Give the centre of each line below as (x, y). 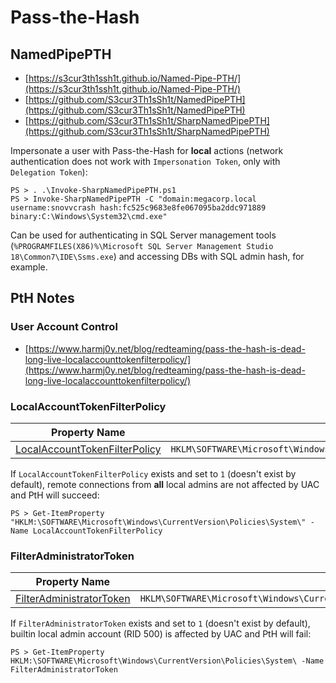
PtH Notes (42, 298)
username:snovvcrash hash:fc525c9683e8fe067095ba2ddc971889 (138, 208)
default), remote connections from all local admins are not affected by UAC (165, 484)
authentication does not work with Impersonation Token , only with (145, 161)
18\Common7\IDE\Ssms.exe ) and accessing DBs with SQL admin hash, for (157, 256)
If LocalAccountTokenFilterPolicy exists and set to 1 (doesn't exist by (153, 473)
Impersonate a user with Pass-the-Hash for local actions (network (147, 150)
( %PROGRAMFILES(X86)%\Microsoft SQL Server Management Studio (142, 245)
